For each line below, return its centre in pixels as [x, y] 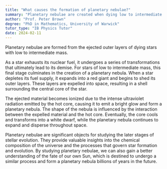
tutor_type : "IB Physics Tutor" [39, 28]
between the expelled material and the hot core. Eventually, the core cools [82, 114]
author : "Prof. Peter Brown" [35, 19]
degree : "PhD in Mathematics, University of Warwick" [62, 24]
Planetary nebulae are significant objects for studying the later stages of [79, 135]
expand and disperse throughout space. [46, 125]
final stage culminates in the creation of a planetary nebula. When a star [79, 73]
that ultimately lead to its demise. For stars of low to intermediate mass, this [83, 67]
